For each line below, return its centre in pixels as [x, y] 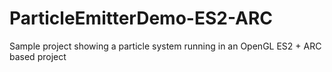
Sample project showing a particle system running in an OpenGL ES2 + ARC [165, 46]
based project [38, 56]
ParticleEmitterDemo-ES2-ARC [141, 18]
